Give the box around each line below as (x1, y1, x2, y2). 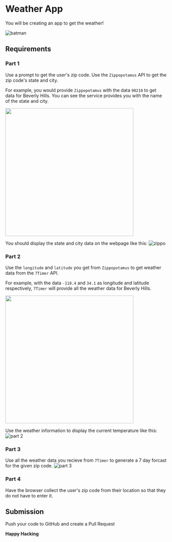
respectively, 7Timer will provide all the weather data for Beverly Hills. (5, 285, 152, 291)
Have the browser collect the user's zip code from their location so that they (5, 487, 166, 493)
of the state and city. (5, 98, 49, 104)
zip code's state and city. (5, 77, 58, 83)
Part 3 (5, 445, 21, 453)
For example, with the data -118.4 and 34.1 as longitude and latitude (5, 280, 149, 286)
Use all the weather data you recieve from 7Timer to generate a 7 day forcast (5, 457, 167, 463)
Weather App (5, 3, 63, 15)
